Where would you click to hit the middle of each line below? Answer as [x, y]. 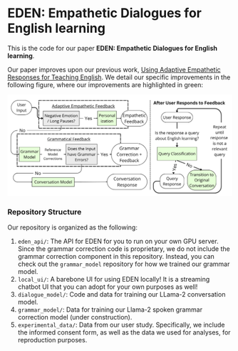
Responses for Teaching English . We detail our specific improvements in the [119, 77]
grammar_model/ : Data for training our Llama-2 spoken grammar [110, 310]
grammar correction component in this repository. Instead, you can [116, 257]
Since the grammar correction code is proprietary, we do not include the [124, 249]
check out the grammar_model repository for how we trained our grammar [124, 264]
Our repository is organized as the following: [72, 227]
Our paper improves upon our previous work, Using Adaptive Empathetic [114, 69]
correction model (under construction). [75, 317]
